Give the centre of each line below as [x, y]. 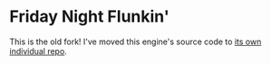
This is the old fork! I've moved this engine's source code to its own [135, 42]
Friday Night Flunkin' [89, 17]
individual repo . [39, 51]
